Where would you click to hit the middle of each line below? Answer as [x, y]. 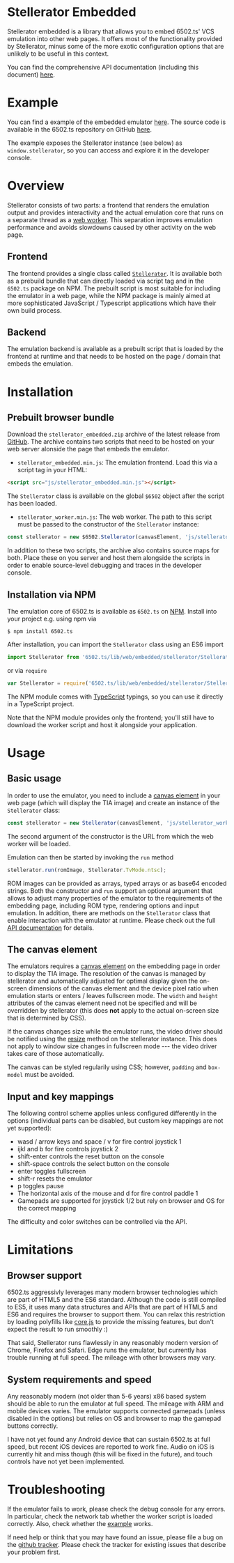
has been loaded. [32, 504]
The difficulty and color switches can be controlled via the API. [97, 1222]
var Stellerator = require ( [48, 683]
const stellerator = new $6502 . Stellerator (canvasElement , [95, 537]
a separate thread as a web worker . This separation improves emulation [110, 219]
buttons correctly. [33, 1426]
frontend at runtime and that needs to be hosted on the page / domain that [114, 357]
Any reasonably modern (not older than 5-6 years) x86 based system [107, 1396]
